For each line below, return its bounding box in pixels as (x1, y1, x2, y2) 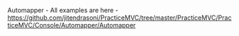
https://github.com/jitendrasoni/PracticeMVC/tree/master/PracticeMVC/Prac (7, 13, 232, 22)
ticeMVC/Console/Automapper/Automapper (7, 21, 136, 29)
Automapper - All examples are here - (7, 6, 119, 14)
